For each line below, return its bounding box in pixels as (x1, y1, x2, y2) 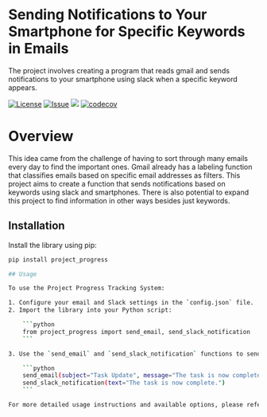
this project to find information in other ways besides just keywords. (8, 195, 230, 205)
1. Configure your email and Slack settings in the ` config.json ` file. (8, 299, 254, 307)
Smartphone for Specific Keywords (8, 22, 246, 41)
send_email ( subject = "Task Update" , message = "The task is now (22, 372, 229, 380)
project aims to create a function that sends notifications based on (8, 179, 226, 188)
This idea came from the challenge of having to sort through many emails (8, 153, 249, 163)
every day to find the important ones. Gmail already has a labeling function (8, 162, 253, 171)
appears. (8, 82, 37, 92)
